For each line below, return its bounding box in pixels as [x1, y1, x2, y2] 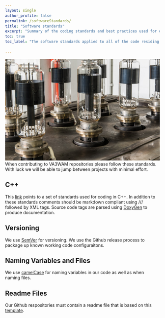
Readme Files [5, 289, 48, 297]
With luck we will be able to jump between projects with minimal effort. [5, 166, 148, 172]
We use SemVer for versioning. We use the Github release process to [5, 237, 145, 243]
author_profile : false [5, 13, 52, 18]
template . [5, 308, 25, 314]
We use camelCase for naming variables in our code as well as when [5, 270, 144, 276]
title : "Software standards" [5, 24, 65, 29]
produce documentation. [5, 209, 55, 215]
